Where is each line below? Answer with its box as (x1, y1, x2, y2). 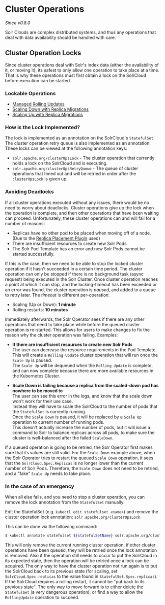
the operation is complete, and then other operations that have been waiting (5, 210, 159, 216)
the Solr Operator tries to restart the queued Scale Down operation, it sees (5, 455, 154, 461)
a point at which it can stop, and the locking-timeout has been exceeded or (5, 281, 157, 287)
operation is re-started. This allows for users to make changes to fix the (5, 327, 150, 333)
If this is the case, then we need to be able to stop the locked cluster (5, 260, 143, 267)
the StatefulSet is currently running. (12, 408, 86, 414)
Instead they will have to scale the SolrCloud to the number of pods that (12, 403, 158, 409)
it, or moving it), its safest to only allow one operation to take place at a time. (5, 67, 160, 73)
